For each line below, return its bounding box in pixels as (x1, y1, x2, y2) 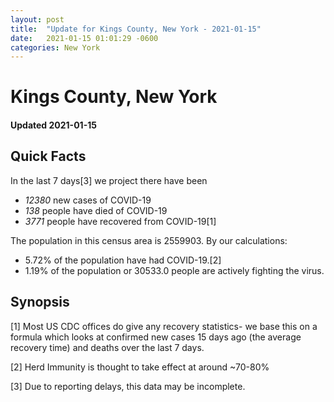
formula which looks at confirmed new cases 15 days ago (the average (10, 331, 302, 343)
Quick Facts (10, 148, 87, 165)
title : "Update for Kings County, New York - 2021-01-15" (10, 24, 262, 34)
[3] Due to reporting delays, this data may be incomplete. (10, 380, 246, 392)
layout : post (10, 14, 65, 25)
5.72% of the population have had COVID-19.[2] (24, 254, 222, 266)
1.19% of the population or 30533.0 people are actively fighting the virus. (24, 264, 325, 276)
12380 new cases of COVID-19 (24, 194, 152, 206)
